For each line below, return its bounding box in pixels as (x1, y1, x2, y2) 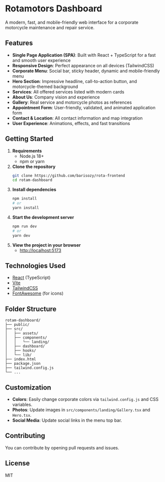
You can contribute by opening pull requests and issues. (5, 444, 119, 450)
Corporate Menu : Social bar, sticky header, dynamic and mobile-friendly (12, 68, 160, 74)
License (5, 459, 30, 468)
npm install (12, 196, 37, 201)
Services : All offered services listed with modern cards (12, 88, 125, 94)
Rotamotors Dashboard (5, 3, 102, 14)
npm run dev (12, 223, 37, 229)
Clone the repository (12, 164, 56, 170)
